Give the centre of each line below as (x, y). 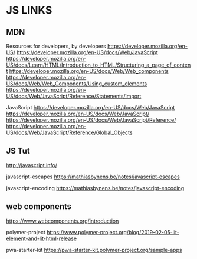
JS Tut (18, 151)
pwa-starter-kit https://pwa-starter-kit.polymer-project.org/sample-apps (94, 250)
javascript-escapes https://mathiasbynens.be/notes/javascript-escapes (93, 177)
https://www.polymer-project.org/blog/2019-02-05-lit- (113, 232)
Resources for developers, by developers (56, 46)
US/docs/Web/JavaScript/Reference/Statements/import (74, 96)
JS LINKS (29, 10)
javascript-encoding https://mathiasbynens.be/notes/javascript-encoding (95, 188)
